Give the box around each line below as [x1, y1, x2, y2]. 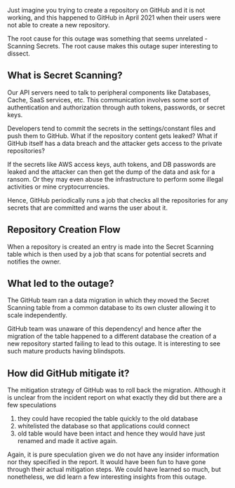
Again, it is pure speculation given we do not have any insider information [7, 450, 220, 459]
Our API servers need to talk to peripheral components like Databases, [7, 88, 211, 97]
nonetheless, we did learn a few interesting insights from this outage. [7, 473, 207, 481]
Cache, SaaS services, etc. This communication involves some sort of [7, 95, 209, 104]
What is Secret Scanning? [7, 69, 123, 81]
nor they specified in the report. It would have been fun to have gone [7, 458, 206, 466]
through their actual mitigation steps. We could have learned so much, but [7, 466, 221, 474]
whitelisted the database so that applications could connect [17, 422, 190, 431]
